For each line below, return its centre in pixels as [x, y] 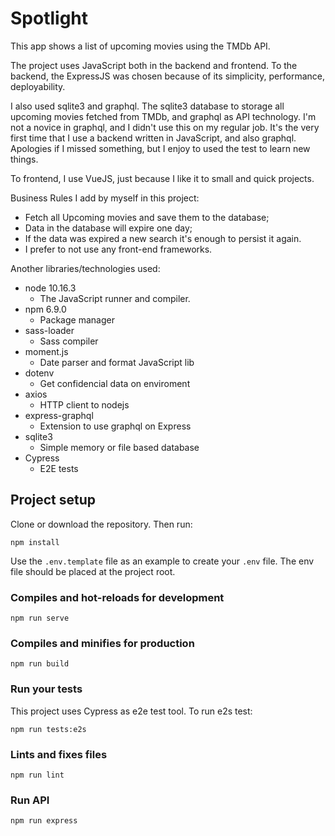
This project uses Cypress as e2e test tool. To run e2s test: [131, 711]
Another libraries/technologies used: [85, 268]
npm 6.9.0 [45, 309]
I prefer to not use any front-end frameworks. [118, 249]
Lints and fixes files [59, 754]
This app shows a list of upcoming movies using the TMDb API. [140, 46]
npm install [35, 542]
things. [24, 159]
